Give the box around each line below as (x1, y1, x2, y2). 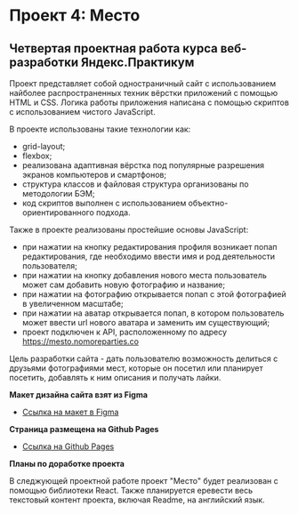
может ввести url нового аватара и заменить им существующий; (21, 317, 270, 327)
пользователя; (21, 261, 77, 271)
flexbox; (21, 150, 52, 161)
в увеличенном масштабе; (21, 299, 124, 309)
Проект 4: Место (9, 5, 141, 26)
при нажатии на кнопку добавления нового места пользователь (21, 270, 267, 280)
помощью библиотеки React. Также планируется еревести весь (9, 486, 254, 495)
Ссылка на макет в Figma (21, 406, 119, 417)
